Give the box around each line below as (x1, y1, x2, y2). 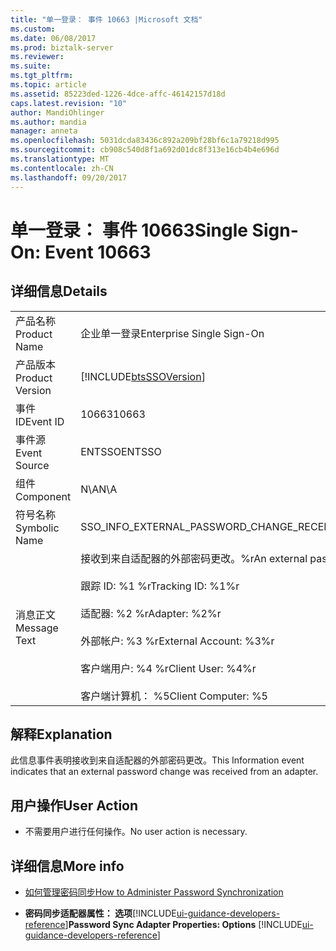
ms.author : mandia (10, 117, 87, 127)
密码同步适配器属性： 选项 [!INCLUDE (24, 907, 177, 919)
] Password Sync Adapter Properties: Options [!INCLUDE (64, 918, 303, 930)
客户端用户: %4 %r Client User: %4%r (80, 661, 257, 675)
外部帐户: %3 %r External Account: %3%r (80, 634, 275, 648)
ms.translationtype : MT (10, 154, 110, 164)
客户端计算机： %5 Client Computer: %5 (80, 689, 268, 703)
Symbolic (15, 521, 60, 535)
